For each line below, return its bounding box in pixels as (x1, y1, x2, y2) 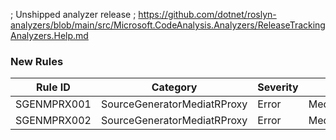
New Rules (10, 54, 64, 68)
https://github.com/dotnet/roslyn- (138, 9, 277, 20)
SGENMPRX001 (15, 97, 92, 111)
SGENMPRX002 (15, 114, 92, 128)
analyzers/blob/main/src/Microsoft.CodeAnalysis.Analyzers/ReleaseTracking (10, 19, 326, 31)
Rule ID (36, 80, 71, 94)
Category (151, 80, 198, 94)
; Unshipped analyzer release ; (10, 9, 137, 20)
